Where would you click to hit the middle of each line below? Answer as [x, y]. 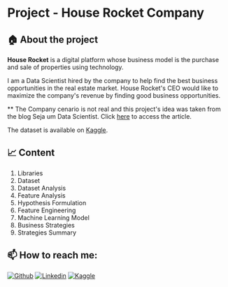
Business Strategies [46, 225]
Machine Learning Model [53, 217]
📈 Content [31, 153]
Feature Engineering [47, 210]
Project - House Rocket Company [106, 13]
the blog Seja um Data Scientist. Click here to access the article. [100, 116]
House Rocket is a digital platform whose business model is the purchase [113, 60]
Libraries [30, 173]
